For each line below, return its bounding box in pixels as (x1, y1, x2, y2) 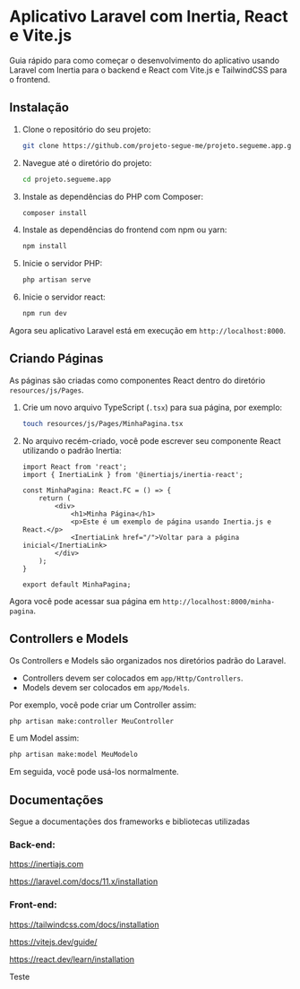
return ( (39, 493, 72, 503)
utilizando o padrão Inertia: (21, 445, 123, 455)
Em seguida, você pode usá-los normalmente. (9, 767, 179, 777)
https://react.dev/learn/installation (9, 953, 135, 965)
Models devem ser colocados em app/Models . (21, 681, 190, 692)
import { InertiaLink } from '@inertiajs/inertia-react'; (21, 470, 244, 479)
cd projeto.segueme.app (21, 175, 112, 184)
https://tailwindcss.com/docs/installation (9, 919, 159, 930)
